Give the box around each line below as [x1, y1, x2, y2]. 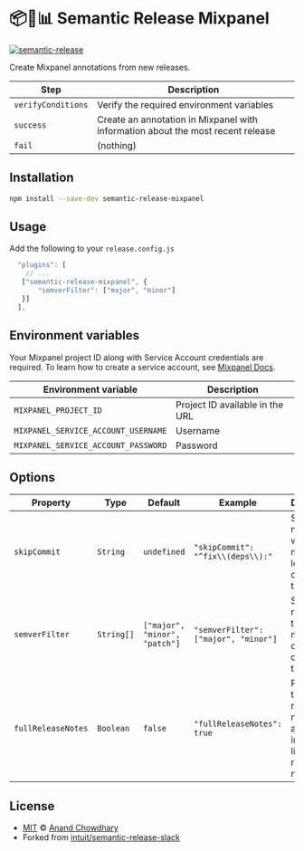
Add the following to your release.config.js [9, 243, 175, 254]
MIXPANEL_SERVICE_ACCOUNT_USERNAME [14, 425, 167, 435]
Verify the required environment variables [96, 98, 274, 110]
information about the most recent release [96, 124, 276, 137]
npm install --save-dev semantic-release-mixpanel [9, 194, 204, 203]
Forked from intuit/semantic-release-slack [22, 832, 181, 843]
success [14, 120, 47, 130]
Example [218, 496, 258, 509]
